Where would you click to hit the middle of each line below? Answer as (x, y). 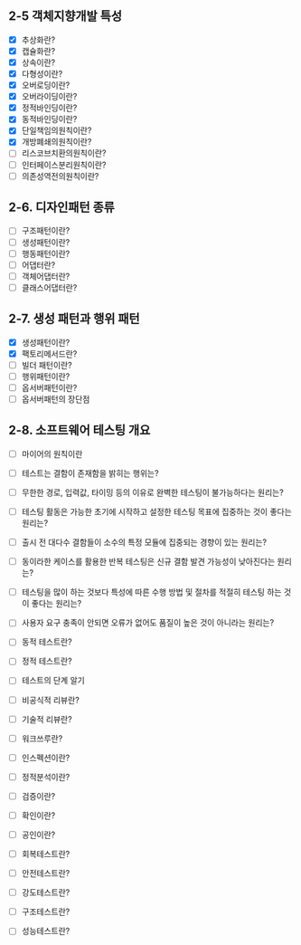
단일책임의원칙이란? (56, 130)
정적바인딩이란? (49, 108)
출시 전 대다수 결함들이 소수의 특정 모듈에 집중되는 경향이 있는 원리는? (144, 542)
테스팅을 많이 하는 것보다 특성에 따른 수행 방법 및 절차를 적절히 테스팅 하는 (151, 592)
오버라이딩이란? (49, 97)
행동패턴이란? (46, 253)
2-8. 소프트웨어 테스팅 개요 (80, 430)
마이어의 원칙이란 (52, 453)
